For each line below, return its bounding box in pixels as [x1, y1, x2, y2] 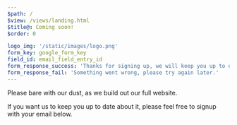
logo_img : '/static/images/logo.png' [7, 43, 119, 50]
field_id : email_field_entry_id [7, 56, 102, 64]
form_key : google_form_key [7, 49, 87, 56]
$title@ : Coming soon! [7, 23, 74, 30]
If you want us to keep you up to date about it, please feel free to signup [7, 102, 217, 110]
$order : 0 [7, 30, 37, 37]
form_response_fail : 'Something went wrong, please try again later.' [7, 69, 219, 76]
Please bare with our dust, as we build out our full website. [7, 88, 178, 97]
